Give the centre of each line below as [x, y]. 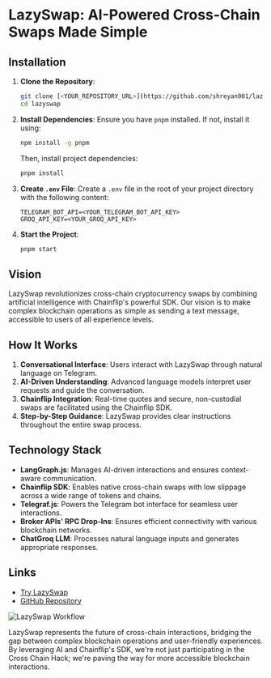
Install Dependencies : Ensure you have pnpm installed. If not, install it [135, 119]
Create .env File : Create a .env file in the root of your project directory [137, 189]
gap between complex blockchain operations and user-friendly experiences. [135, 641]
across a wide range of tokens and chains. [91, 495]
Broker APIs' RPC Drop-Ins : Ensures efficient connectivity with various [138, 521]
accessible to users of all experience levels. [81, 320]
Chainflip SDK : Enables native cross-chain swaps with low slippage [133, 487]
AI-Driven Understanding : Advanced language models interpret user [135, 382]
